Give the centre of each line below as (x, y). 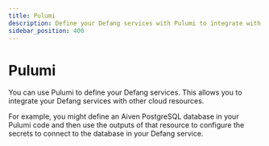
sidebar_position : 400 (46, 30)
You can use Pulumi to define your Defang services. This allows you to (125, 92)
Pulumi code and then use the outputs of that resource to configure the (126, 125)
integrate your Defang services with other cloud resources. (106, 101)
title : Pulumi (32, 16)
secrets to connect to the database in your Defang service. (106, 134)
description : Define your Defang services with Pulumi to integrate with (135, 23)
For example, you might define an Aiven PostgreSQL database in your (124, 116)
